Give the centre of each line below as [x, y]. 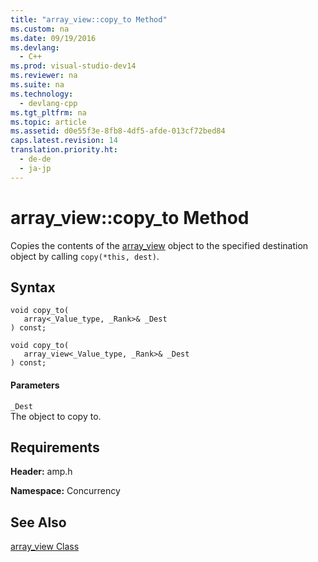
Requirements [55, 447]
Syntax [33, 287]
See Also [38, 522]
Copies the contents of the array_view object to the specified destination [159, 245]
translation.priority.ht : [64, 150]
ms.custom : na [40, 29]
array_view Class [45, 547]
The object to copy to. [56, 416]
